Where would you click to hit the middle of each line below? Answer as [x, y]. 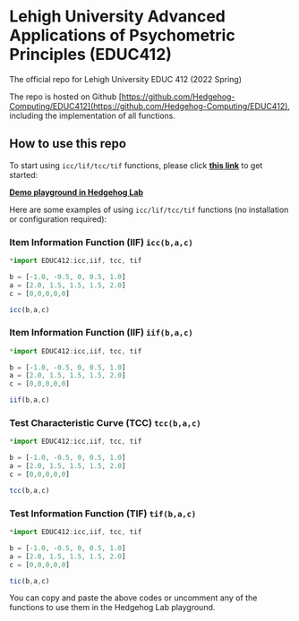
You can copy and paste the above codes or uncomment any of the [133, 598]
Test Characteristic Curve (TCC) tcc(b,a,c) [105, 423]
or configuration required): [58, 219]
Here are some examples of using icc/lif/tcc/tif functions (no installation [149, 209]
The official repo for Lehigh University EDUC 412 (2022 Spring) [126, 79]
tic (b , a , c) [30, 581]
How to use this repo [68, 144]
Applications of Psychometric [122, 35]
